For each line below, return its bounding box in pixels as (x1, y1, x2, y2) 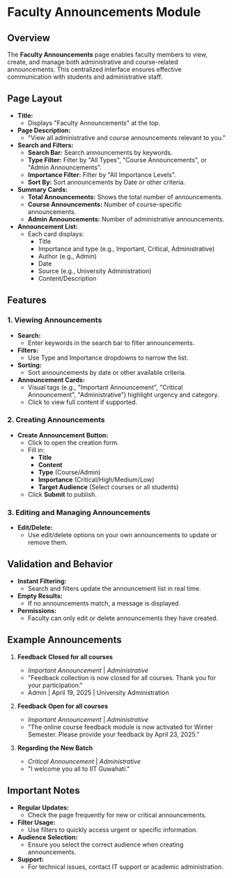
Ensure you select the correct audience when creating (27, 840, 184, 849)
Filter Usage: (17, 818, 56, 826)
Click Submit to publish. (27, 490, 98, 498)
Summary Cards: (17, 185, 68, 194)
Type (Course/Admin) (38, 468, 101, 476)
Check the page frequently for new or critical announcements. (27, 810, 207, 819)
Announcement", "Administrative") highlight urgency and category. (27, 390, 219, 399)
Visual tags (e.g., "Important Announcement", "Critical (27, 383, 183, 391)
